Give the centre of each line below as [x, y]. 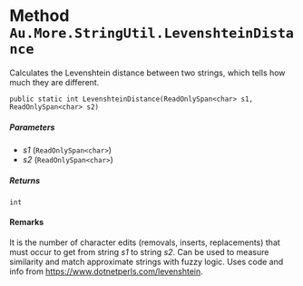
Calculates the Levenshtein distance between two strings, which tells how [147, 73]
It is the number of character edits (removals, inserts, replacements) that [145, 242]
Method [39, 16]
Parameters [32, 127]
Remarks [27, 222]
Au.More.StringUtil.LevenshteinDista [152, 33]
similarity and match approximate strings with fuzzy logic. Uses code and [147, 262]
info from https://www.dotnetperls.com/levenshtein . [107, 271]
